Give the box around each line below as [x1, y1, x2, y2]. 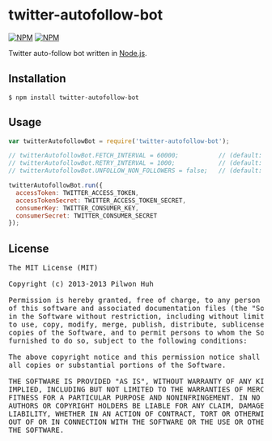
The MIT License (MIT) [8, 263, 99, 273]
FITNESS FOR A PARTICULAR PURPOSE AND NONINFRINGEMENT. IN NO [8, 393, 261, 403]
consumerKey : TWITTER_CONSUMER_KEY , [15, 204, 139, 212]
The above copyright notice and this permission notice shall [8, 352, 261, 362]
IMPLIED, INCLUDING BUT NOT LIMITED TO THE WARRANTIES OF [8, 385, 244, 395]
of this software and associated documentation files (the [8, 304, 249, 313]
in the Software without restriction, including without [8, 312, 240, 322]
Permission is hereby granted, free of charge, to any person [8, 296, 261, 305]
